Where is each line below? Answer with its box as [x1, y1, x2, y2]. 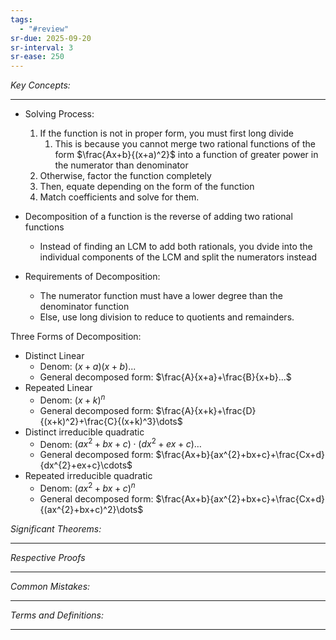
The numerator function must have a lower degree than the [39, 290, 284, 302]
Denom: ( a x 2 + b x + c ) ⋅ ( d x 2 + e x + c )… [39, 436, 202, 450]
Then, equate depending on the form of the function [39, 181, 255, 193]
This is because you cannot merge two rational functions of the [54, 138, 316, 150]
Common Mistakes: [10, 581, 91, 593]
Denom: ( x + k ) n [39, 392, 106, 406]
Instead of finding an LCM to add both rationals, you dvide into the [39, 241, 313, 253]
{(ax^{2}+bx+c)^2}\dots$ [39, 504, 144, 516]
